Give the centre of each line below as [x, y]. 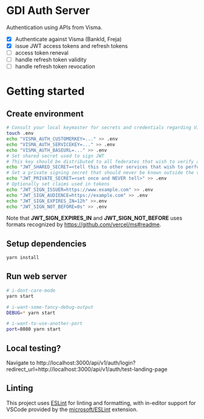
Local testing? [34, 348]
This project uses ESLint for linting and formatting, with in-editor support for [101, 403]
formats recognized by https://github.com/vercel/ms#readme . [84, 224]
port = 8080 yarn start [34, 329]
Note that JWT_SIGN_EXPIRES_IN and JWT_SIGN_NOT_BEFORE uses [94, 218]
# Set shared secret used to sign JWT [55, 156]
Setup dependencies [46, 243]
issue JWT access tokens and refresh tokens [71, 46]
